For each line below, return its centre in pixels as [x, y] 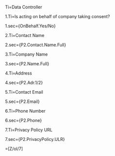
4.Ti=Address [19, 73]
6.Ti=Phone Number [25, 111]
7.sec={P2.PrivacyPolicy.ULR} [35, 139]
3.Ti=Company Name [26, 54]
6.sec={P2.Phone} [24, 120]
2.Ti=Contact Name [25, 35]
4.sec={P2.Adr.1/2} [24, 83]
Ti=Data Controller [24, 7]
